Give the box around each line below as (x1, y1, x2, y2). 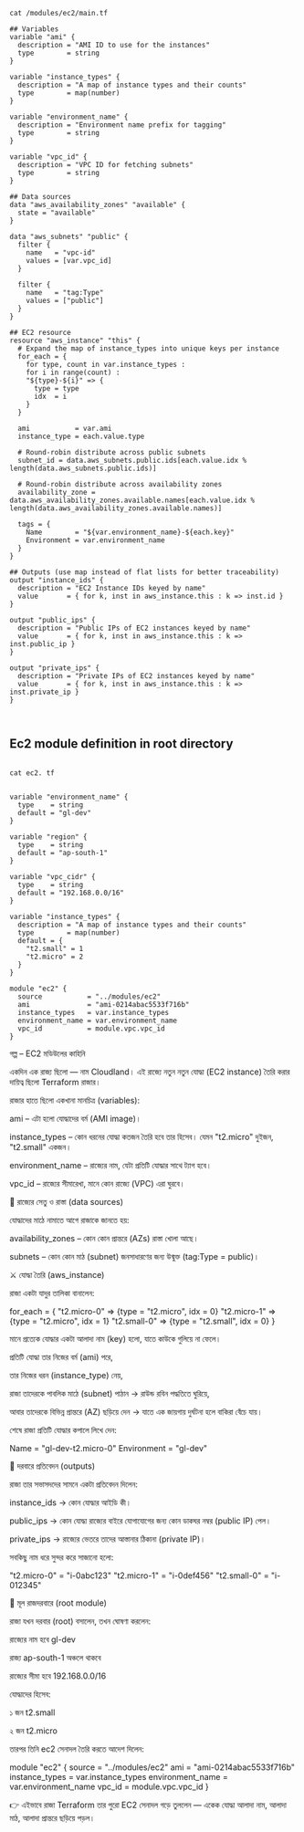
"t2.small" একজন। (9, 1141, 72, 1152)
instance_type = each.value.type (17, 432, 145, 441)
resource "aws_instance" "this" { (9, 336, 142, 345)
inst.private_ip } (9, 687, 79, 696)
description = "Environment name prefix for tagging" (17, 120, 226, 130)
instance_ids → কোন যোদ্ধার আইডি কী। (9, 1497, 132, 1508)
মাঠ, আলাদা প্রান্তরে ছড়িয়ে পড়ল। (9, 1812, 96, 1823)
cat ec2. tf (9, 768, 55, 778)
